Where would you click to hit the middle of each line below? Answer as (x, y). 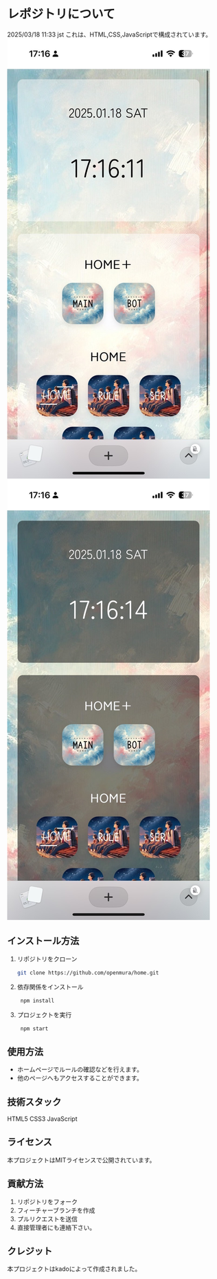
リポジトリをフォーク (47, 1201)
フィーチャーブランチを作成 (56, 1210)
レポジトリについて (61, 14)
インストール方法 (43, 941)
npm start (34, 1029)
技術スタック (34, 1102)
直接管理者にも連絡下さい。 (56, 1227)
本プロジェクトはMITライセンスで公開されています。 (81, 1160)
